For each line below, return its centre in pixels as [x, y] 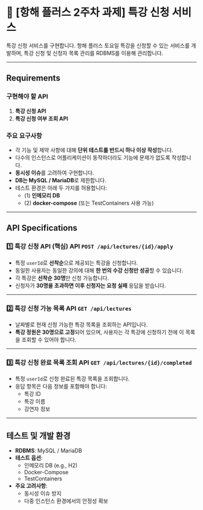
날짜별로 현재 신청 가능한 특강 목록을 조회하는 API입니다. [81, 324]
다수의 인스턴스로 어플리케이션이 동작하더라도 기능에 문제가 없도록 [92, 157]
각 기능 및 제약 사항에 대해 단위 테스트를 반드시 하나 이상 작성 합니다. [94, 150]
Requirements [33, 78]
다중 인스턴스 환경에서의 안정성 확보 [66, 501]
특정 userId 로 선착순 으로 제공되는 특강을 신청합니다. [76, 263]
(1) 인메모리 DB [42, 195]
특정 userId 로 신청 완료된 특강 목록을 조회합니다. [72, 379]
